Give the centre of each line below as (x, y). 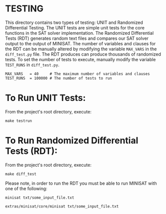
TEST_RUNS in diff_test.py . (32, 65)
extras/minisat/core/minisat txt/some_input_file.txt (62, 206)
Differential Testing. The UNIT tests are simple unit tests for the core (75, 27)
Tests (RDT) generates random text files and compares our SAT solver (77, 38)
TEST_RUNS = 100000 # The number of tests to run (59, 78)
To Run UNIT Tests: (45, 98)
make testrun (19, 121)
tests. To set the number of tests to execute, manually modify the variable (81, 59)
